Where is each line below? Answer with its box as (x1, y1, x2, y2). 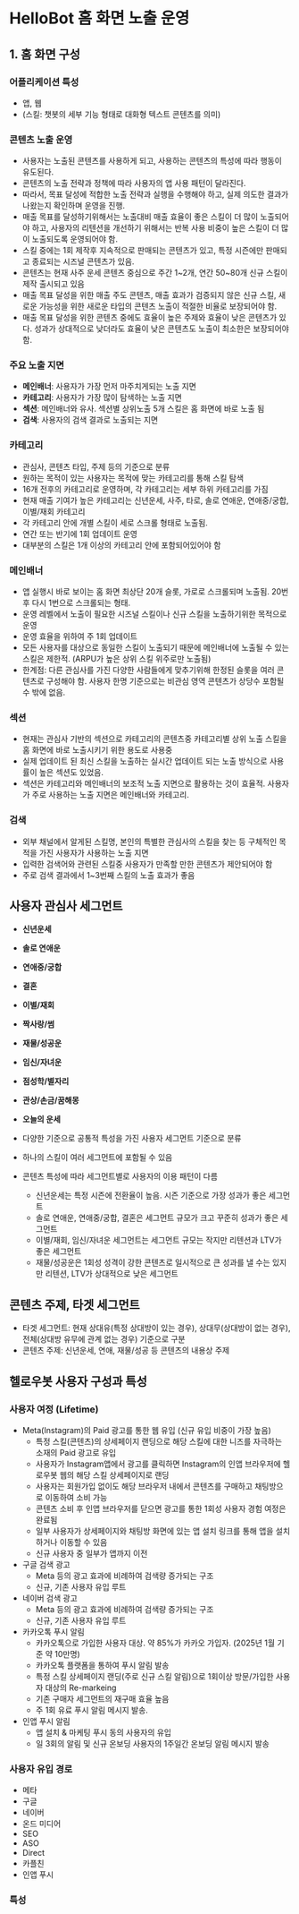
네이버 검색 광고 (21, 1593, 78, 1603)
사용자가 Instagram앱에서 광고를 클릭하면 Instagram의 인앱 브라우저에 (35, 1458, 281, 1469)
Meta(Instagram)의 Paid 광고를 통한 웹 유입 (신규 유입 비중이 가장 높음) (21, 1424, 272, 1435)
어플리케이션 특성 (9, 75, 79, 88)
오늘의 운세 (21, 1114, 61, 1124)
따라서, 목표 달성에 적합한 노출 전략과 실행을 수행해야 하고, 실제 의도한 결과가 (21, 189, 289, 200)
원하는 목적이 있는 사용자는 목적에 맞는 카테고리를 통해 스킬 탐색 (21, 472, 244, 483)
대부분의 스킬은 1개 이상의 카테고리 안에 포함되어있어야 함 (21, 539, 221, 551)
